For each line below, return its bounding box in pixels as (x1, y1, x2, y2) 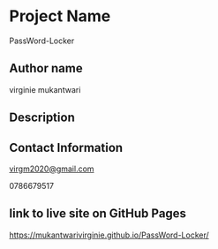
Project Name (9, 6, 111, 26)
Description (9, 110, 75, 125)
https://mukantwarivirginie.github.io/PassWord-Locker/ (9, 230, 209, 240)
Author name (9, 61, 83, 76)
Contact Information (9, 140, 124, 155)
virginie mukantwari (9, 84, 81, 94)
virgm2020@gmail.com (9, 163, 94, 174)
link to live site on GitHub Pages (9, 206, 187, 222)
